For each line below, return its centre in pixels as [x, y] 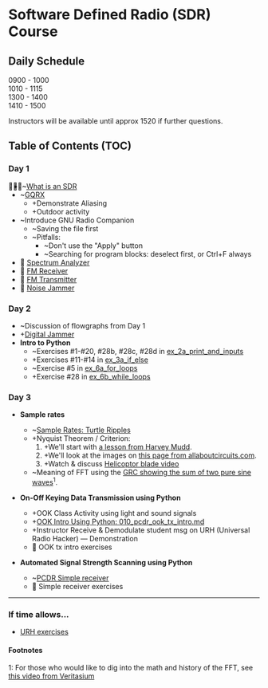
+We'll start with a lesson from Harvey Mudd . [118, 447]
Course [33, 31]
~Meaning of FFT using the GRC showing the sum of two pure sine [141, 473]
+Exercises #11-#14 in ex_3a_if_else [90, 360]
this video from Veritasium [51, 676]
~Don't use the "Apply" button [93, 246]
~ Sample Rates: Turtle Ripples [81, 430]
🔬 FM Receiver [44, 271]
